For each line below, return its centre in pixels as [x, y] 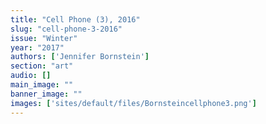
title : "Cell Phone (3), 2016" [75, 19]
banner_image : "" [46, 94]
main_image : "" [42, 85]
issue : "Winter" [44, 38]
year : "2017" [37, 47]
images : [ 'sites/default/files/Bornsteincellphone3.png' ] [133, 103]
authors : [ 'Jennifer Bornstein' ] [80, 57]
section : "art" [42, 66]
